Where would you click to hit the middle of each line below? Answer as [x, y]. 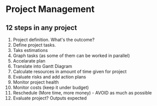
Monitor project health [36, 82]
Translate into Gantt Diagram [42, 66]
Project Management [50, 9]
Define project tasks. [34, 45]
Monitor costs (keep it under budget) [51, 87]
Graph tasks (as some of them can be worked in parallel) [71, 55]
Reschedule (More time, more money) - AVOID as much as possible [82, 93]
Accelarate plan [29, 61]
